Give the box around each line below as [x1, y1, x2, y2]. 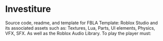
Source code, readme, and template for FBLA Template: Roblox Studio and [5, 20, 158, 26]
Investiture [5, 3, 51, 15]
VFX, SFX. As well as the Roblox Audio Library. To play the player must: [5, 30, 151, 36]
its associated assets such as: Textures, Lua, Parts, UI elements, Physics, [5, 25, 156, 31]
